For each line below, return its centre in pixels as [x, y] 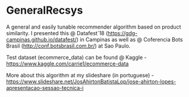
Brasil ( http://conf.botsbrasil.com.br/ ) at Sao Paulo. [68, 46]
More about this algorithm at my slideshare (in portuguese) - [80, 75]
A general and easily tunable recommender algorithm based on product [94, 27]
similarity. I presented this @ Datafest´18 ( [57, 33]
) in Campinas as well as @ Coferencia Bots [130, 39]
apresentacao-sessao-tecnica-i [45, 87]
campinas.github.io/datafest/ [42, 39]
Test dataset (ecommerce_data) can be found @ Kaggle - [76, 57]
